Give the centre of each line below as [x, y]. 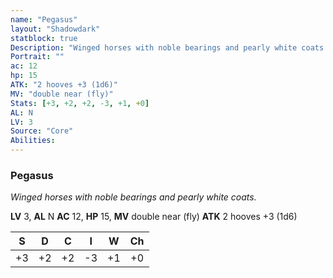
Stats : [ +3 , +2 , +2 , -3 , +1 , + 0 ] [80, 103]
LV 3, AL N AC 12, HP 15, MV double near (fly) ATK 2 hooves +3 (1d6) [154, 217]
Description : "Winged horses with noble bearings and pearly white [154, 47]
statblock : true [44, 38]
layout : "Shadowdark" [55, 29]
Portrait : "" [37, 57]
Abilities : [33, 141]
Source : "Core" [42, 131]
